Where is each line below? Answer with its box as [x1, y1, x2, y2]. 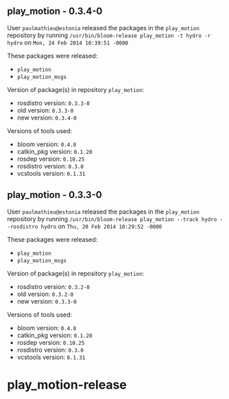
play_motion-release [7, 377, 127, 392]
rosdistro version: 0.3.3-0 [16, 99, 91, 107]
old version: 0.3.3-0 [16, 106, 74, 114]
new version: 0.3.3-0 [16, 297, 77, 305]
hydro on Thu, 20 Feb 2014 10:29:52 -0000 [40, 222, 162, 230]
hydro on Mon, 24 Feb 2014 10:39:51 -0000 [7, 38, 129, 47]
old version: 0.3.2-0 [16, 290, 74, 298]
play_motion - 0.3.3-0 [7, 189, 102, 201]
